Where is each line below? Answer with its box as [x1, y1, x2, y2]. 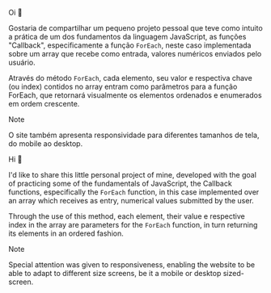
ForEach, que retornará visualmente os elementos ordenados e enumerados [8, 90, 262, 100]
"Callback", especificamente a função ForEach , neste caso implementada [8, 40, 252, 50]
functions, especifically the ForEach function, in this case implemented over [8, 187, 260, 197]
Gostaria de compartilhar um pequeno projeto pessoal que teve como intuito [8, 23, 263, 32]
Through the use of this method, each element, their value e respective [8, 211, 245, 221]
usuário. [8, 57, 36, 67]
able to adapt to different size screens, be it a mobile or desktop [8, 269, 222, 278]
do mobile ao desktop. [8, 139, 83, 149]
